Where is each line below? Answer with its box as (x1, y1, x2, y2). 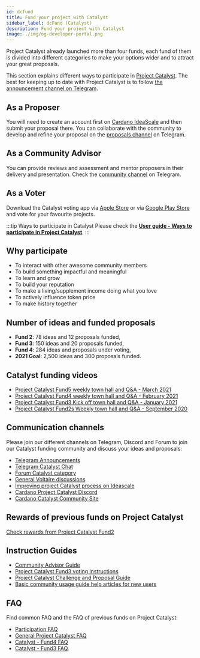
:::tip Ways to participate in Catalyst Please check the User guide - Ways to (6, 222, 193, 229)
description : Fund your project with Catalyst (6, 25, 125, 32)
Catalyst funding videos (6, 370, 98, 380)
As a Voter (6, 188, 46, 198)
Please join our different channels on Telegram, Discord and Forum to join (6, 438, 188, 445)
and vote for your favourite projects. (6, 210, 95, 218)
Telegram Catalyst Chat (14, 463, 74, 470)
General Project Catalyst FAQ (14, 632, 87, 639)
